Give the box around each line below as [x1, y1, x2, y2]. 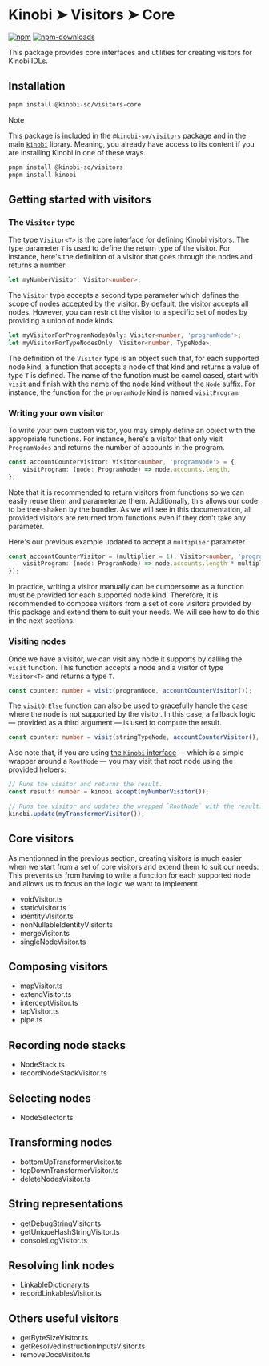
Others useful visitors [8, 1312, 119, 1325]
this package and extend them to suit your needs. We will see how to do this [8, 607, 260, 617]
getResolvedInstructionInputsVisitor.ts [19, 1341, 146, 1351]
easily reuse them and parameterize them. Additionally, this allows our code [8, 496, 259, 505]
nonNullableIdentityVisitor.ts [19, 919, 114, 930]
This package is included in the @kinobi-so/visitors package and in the [8, 131, 247, 140]
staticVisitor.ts [19, 902, 66, 912]
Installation [8, 79, 66, 93]
